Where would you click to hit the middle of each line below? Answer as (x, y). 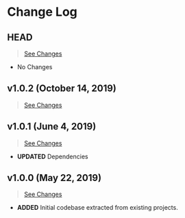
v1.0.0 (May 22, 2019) (54, 178)
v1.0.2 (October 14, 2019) (62, 89)
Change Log (42, 12)
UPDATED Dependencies (52, 156)
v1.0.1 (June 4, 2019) (52, 126)
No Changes (35, 67)
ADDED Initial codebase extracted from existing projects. (97, 208)
